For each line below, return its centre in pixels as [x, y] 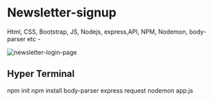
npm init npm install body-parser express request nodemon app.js [100, 90]
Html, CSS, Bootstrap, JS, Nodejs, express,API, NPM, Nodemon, [98, 32]
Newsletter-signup [62, 13]
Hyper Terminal [41, 74]
